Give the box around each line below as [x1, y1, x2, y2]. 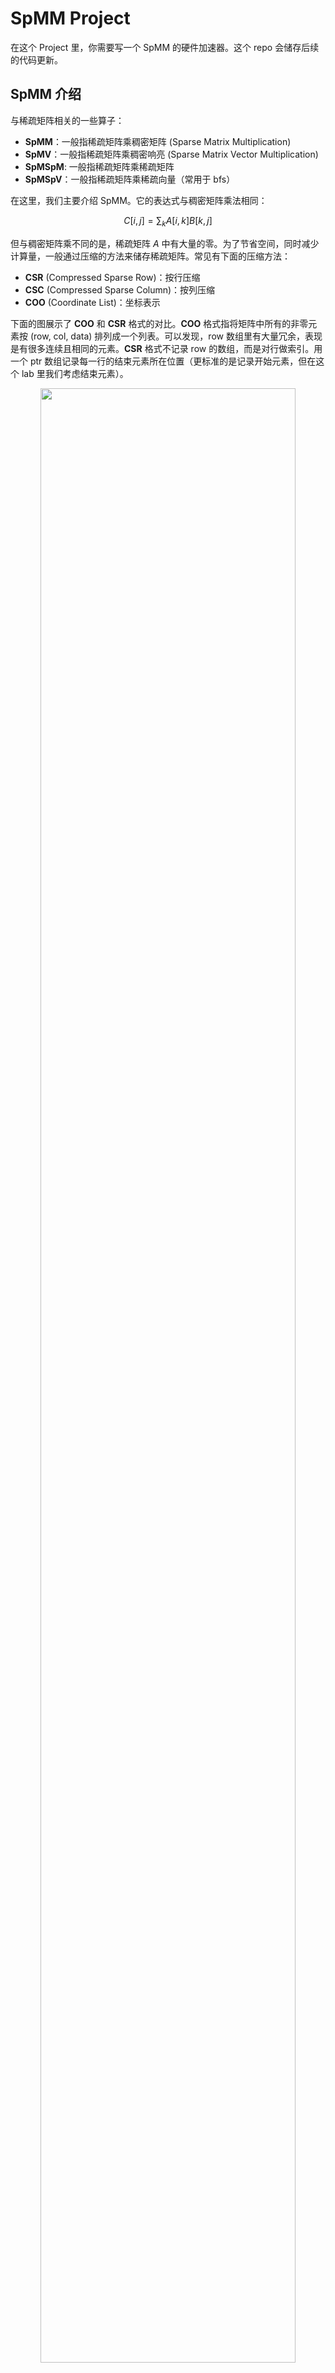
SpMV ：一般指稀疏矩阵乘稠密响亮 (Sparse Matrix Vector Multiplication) [24, 148, 319, 160]
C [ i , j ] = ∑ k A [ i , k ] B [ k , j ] [123, 214, 213, 229]
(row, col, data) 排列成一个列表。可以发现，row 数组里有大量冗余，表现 [29, 330, 323, 342]
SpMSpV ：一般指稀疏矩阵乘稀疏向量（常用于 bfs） [24, 173, 236, 185]
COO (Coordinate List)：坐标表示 [24, 296, 161, 308]
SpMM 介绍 [10, 86, 82, 103]
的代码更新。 [10, 53, 63, 66]
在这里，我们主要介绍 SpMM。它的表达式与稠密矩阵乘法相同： [10, 194, 268, 206]
